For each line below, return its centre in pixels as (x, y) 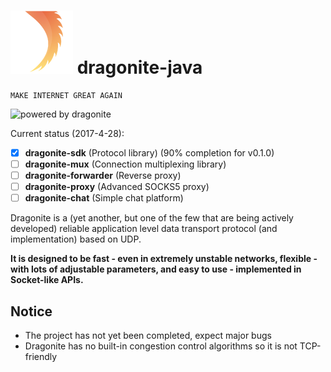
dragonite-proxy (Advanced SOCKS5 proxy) (117, 187)
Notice (31, 311)
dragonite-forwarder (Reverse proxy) (103, 176)
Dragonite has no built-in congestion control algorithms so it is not (161, 346)
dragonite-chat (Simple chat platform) (104, 198)
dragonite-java (139, 67)
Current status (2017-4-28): (67, 133)
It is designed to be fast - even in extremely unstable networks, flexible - (164, 259)
